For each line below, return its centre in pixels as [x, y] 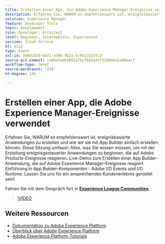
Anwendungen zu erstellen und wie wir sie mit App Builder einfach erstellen [82, 142]
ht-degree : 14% [21, 74]
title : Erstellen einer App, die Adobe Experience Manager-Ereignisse [79, 10]
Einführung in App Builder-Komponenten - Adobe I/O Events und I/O [74, 169]
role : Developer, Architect [34, 33]
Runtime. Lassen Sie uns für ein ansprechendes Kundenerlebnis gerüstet [79, 174]
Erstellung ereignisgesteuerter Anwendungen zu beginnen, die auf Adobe [80, 153]
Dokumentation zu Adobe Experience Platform [59, 225]
